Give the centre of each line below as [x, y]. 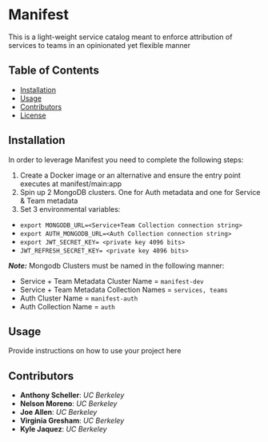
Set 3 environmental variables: [70, 209]
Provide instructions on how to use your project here [95, 351]
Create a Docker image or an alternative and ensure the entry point [130, 175]
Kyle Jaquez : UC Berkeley [63, 429]
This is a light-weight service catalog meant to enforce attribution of [120, 37]
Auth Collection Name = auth [68, 306]
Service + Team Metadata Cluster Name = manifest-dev [112, 281]
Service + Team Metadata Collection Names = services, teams [124, 289]
